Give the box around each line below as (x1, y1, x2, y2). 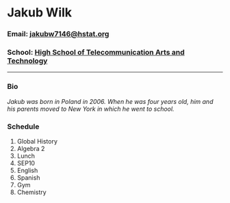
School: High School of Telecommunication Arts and (7, 48, 185, 57)
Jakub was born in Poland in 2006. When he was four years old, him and (7, 97, 214, 105)
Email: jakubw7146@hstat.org (7, 29, 110, 39)
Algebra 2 (16, 145, 45, 152)
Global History (16, 137, 58, 145)
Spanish (16, 174, 40, 182)
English (16, 166, 38, 174)
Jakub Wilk (7, 5, 73, 21)
